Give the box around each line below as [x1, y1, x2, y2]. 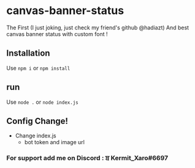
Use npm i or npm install [6, 64, 71, 71]
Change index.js [15, 132, 56, 139]
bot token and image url [24, 139, 85, 146]
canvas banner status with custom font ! [6, 30, 108, 37]
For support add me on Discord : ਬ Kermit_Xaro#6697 [6, 154, 169, 163]
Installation [6, 48, 50, 59]
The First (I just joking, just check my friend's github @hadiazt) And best [6, 24, 189, 31]
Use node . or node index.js [6, 98, 78, 106]
